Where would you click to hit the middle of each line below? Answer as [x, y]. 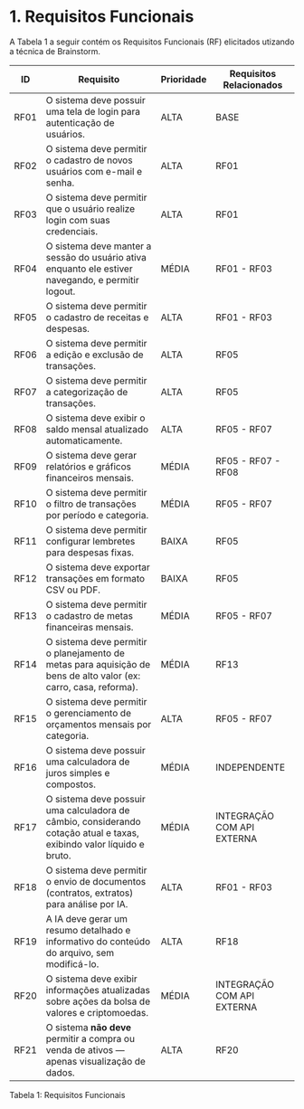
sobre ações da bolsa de [98, 1001]
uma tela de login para [93, 111]
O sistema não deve [89, 1027]
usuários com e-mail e [94, 171]
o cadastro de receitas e [97, 317]
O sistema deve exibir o [95, 418]
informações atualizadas [98, 990]
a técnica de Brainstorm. [55, 51]
